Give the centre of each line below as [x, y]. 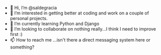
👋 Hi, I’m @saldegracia [33, 8]
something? [22, 47]
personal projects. [29, 18]
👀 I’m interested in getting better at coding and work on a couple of [79, 13]
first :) [16, 34]
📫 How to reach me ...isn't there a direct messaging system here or [80, 40]
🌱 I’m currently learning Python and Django [55, 23]
